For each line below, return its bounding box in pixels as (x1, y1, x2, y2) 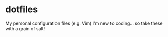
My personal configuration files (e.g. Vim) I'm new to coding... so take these (5, 20, 163, 26)
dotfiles (5, 4, 38, 15)
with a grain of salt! (5, 25, 45, 31)
